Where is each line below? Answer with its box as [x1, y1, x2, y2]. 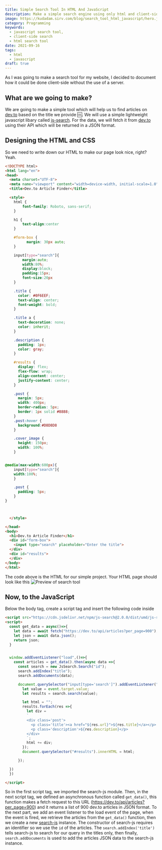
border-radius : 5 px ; [17, 405, 59, 410]
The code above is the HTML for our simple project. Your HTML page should [5, 574, 157, 579]
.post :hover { [13, 418, 42, 423]
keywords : [5, 25, 25, 30]
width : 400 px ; [17, 401, 47, 405]
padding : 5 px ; [17, 489, 47, 495]
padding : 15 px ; [22, 271, 51, 276]
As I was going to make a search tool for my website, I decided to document [5, 75, 156, 80]
